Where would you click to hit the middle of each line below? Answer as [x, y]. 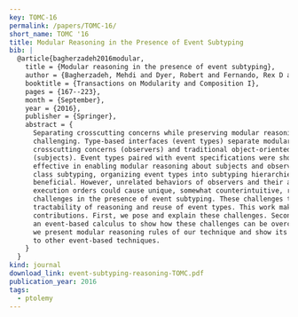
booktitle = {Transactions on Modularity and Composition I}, [142, 83]
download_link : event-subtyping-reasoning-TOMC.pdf [106, 273]
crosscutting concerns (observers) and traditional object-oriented [162, 149]
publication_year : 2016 [53, 281]
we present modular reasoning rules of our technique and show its [160, 232]
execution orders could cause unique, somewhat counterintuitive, [158, 191]
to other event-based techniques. [97, 241]
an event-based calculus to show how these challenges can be [150, 224]
